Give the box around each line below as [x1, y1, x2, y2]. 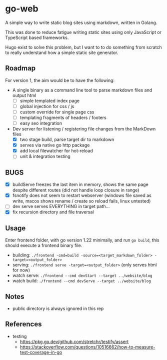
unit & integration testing [19, 153, 71, 159]
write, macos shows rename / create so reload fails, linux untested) [12, 198, 151, 204]
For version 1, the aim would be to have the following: [5, 77, 115, 83]
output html [12, 92, 36, 98]
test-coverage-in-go [19, 349, 62, 355]
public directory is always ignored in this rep [12, 305, 104, 311]
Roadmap [5, 64, 36, 72]
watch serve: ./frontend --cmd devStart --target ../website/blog [12, 272, 152, 278]
